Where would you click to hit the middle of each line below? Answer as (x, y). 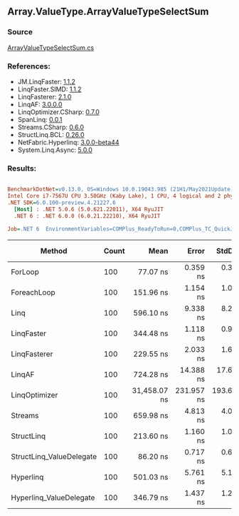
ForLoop (25, 272)
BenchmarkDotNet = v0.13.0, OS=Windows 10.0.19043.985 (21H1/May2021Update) (121, 189)
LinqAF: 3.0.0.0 (40, 104)
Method (54, 251)
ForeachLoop (33, 292)
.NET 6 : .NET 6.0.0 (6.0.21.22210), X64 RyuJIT (87, 216)
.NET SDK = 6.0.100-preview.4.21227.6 (62, 203)
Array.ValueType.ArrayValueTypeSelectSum (108, 12)
